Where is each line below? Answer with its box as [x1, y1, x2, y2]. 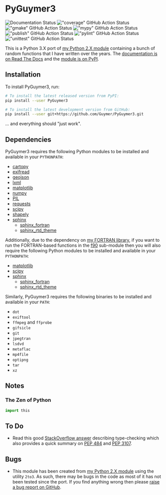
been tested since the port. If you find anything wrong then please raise [12, 479, 160, 485]
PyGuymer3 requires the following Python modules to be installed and [5, 149, 149, 155]
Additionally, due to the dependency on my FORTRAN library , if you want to [5, 237, 160, 243]
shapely [12, 211, 29, 218]
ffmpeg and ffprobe [12, 319, 52, 325]
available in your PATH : [5, 299, 50, 305]
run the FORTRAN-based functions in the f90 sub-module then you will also [5, 242, 161, 248]
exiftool [12, 315, 31, 320]
